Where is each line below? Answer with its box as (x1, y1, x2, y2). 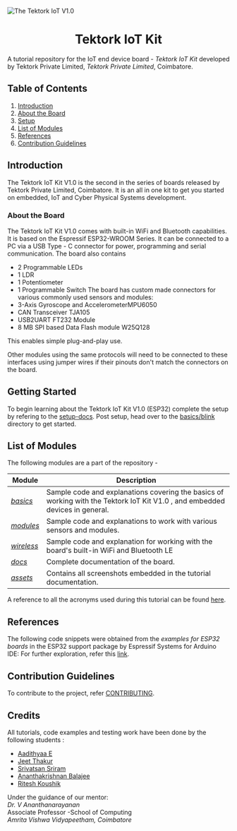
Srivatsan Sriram (17, 764, 66, 772)
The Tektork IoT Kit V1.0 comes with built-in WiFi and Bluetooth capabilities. (7, 227, 227, 235)
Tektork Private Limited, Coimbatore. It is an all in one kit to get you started (7, 186, 224, 194)
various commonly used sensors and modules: (17, 293, 154, 301)
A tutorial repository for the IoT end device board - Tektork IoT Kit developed (7, 54, 231, 63)
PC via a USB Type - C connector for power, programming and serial (7, 241, 207, 250)
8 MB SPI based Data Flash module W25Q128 (17, 323, 150, 331)
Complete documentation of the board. (46, 557, 175, 567)
